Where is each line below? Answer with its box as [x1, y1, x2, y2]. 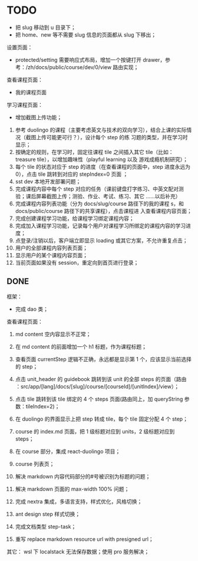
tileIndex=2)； [25, 402, 60, 410]
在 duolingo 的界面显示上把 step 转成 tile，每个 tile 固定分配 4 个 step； [15, 415, 188, 422]
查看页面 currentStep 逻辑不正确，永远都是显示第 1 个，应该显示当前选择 [15, 355, 192, 363]
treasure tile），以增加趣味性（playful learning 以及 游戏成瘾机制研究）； [15, 156, 188, 163]
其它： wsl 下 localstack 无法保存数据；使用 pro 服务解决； [6, 548, 150, 555]
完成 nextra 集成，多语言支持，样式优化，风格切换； [15, 498, 143, 505]
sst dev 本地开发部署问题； [15, 178, 81, 185]
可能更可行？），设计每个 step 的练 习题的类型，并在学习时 [46, 133, 188, 140]
